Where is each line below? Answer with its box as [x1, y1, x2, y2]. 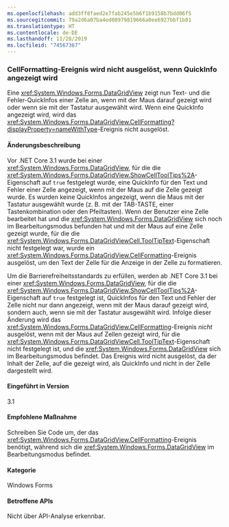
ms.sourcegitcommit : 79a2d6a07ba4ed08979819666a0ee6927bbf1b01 [7, 16, 192, 23]
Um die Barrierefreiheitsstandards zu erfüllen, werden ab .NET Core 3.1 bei [7, 272, 218, 280]
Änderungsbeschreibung [7, 141, 81, 149]
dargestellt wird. [7, 366, 53, 375]
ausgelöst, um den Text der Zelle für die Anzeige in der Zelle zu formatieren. [7, 258, 223, 266]
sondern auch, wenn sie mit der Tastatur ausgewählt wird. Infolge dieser [7, 308, 211, 316]
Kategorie [7, 466, 36, 474]
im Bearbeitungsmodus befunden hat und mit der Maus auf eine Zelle [7, 222, 204, 230]
